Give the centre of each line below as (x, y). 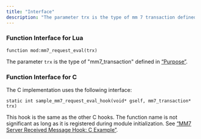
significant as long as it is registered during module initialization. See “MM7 (99, 123)
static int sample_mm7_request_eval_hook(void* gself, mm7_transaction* (99, 101)
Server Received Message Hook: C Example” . (62, 130)
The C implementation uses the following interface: (69, 90)
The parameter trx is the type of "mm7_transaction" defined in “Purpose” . (97, 61)
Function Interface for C (42, 77)
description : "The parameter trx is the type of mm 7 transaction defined (101, 17)
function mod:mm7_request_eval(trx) (52, 50)
